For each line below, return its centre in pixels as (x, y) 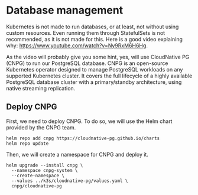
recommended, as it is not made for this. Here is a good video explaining (95, 39)
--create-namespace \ (38, 175)
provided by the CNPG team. (41, 127)
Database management (65, 10)
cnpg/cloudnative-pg (37, 186)
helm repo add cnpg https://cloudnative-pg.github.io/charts (83, 138)
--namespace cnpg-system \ (45, 170)
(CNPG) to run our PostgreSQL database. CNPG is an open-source (87, 63)
